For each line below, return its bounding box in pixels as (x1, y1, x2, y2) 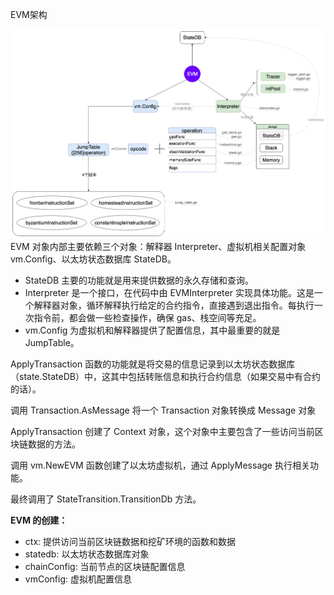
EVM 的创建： (10, 514, 68, 527)
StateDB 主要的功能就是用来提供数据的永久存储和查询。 (24, 274, 255, 287)
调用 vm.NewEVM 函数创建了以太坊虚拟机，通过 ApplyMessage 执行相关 (10, 459, 310, 472)
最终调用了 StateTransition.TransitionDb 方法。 (10, 493, 202, 505)
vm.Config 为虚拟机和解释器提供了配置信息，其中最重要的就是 (24, 324, 281, 337)
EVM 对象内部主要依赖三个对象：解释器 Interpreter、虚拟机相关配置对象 (10, 241, 307, 253)
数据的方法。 (27, 438, 81, 450)
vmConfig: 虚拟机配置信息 (24, 573, 132, 585)
